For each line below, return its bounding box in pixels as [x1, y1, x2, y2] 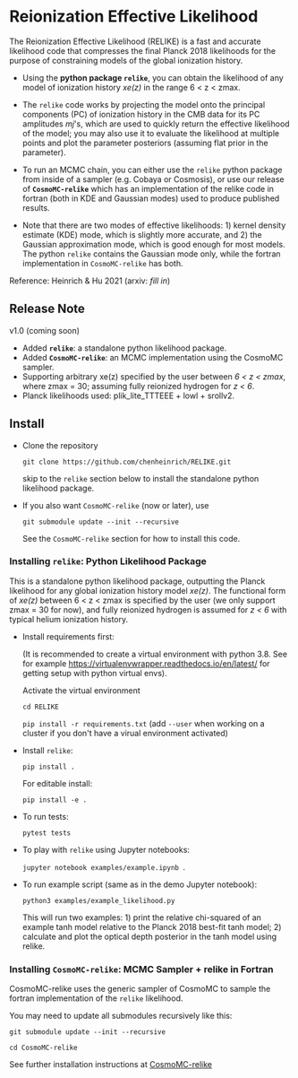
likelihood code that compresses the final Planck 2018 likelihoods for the [9, 45, 276, 56]
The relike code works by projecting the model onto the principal [21, 99, 266, 109]
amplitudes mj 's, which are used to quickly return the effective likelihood [21, 118, 290, 129]
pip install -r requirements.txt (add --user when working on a [21, 717, 266, 728]
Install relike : [21, 744, 73, 755]
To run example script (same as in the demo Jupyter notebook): [21, 879, 258, 890]
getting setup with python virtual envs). [21, 667, 167, 678]
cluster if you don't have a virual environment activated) [21, 727, 228, 738]
